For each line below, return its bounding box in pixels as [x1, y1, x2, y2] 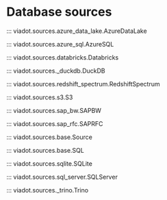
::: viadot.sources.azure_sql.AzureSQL [6, 40, 114, 48]
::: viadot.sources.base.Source [6, 133, 93, 141]
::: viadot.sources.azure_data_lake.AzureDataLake [6, 27, 148, 35]
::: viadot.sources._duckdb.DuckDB [6, 66, 105, 75]
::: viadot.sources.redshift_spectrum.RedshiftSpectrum [6, 79, 160, 88]
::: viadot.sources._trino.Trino [6, 186, 89, 194]
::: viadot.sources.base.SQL [6, 146, 85, 154]
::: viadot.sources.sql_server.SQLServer [6, 173, 118, 181]
